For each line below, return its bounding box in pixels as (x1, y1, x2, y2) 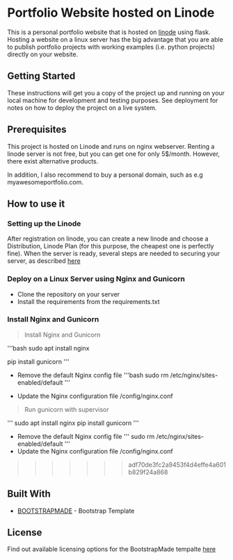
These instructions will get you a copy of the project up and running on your (7, 88, 225, 97)
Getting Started (7, 70, 76, 82)
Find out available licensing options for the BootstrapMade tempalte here (7, 545, 216, 554)
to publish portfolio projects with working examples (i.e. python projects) (7, 42, 216, 51)
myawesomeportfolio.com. (7, 177, 84, 186)
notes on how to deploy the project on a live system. (7, 103, 157, 112)
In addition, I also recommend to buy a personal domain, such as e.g (7, 170, 203, 179)
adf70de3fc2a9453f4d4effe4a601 (128, 461, 226, 469)
